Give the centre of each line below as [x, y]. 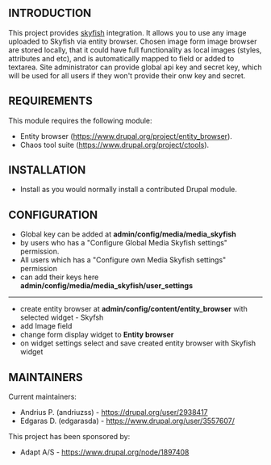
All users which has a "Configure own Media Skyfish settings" [123, 260]
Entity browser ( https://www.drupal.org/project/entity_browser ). [126, 136]
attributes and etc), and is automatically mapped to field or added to [121, 58]
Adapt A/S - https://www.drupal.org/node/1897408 [104, 452]
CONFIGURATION [53, 214]
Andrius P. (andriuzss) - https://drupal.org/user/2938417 [114, 413]
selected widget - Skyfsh [62, 317]
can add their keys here [59, 277]
